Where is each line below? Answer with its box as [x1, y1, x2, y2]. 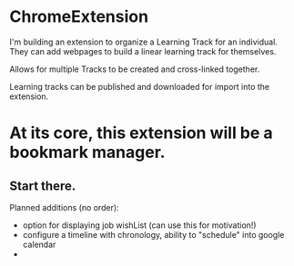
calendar [22, 239, 56, 250]
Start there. [9, 178, 76, 193]
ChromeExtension [9, 6, 148, 27]
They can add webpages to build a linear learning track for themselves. [9, 45, 277, 56]
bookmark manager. [9, 143, 166, 163]
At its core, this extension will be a [9, 123, 273, 143]
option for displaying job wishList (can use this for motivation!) [22, 220, 257, 231]
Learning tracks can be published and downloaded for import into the [9, 81, 270, 92]
